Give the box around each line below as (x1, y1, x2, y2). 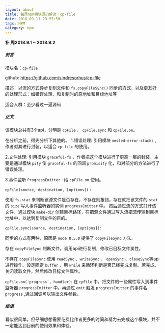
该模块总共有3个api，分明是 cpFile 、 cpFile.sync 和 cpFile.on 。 (5, 127, 137, 133)
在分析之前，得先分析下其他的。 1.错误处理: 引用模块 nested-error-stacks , (5, 138, 156, 143)
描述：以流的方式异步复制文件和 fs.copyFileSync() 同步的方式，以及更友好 (5, 85, 157, 91)
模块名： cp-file (5, 65, 38, 71)
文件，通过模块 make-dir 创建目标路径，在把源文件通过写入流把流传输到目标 (5, 209, 159, 215)
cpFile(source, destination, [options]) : (5, 187, 92, 193)
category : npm (5, 26, 34, 30)
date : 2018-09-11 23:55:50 (5, 16, 60, 21)
